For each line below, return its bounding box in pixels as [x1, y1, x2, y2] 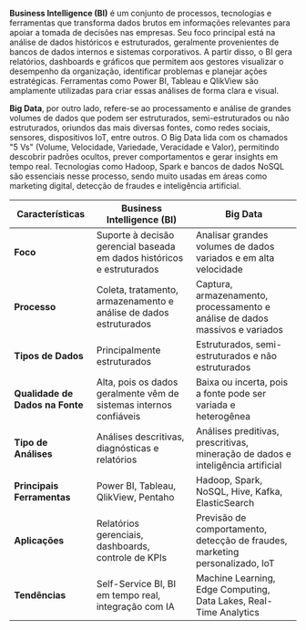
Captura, [195, 278, 233, 290]
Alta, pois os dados [96, 376, 178, 388]
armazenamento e [96, 295, 175, 307]
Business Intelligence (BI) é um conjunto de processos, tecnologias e [9, 8, 272, 18]
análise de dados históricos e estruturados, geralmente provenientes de [9, 36, 280, 47]
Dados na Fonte [14, 398, 84, 411]
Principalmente [96, 344, 161, 356]
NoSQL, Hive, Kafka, [195, 485, 283, 498]
